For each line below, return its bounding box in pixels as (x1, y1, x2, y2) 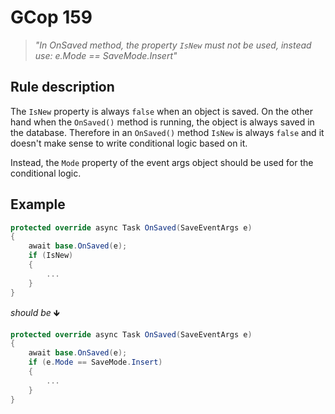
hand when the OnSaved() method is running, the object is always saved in (10, 116, 315, 128)
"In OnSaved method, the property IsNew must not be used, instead (34, 39, 312, 51)
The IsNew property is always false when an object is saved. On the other (10, 105, 313, 117)
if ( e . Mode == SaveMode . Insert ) (28, 357, 163, 368)
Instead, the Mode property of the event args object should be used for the (10, 156, 314, 168)
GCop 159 (10, 6, 93, 29)
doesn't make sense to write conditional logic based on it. (10, 137, 248, 149)
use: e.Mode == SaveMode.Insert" (34, 49, 178, 61)
